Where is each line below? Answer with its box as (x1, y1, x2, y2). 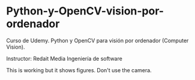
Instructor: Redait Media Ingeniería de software (6, 55, 123, 62)
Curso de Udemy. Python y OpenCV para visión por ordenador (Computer (6, 37, 189, 44)
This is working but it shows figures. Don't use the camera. (6, 66, 152, 73)
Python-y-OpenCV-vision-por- (6, 4, 164, 18)
